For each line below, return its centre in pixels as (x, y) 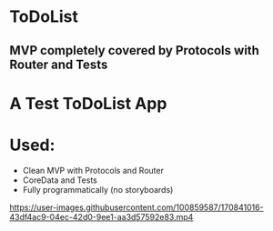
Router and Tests (59, 64)
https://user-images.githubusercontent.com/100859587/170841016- (136, 207)
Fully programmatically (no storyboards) (98, 189)
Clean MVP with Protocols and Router (93, 170)
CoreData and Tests (60, 180)
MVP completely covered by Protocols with (134, 50)
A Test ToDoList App (88, 103)
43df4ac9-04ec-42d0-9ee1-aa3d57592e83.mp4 (101, 216)
